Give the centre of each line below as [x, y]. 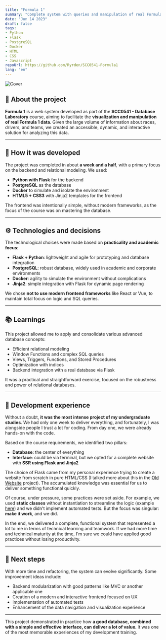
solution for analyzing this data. [37, 133]
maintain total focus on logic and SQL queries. [52, 299]
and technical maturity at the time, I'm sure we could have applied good [78, 534]
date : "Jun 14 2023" [26, 19]
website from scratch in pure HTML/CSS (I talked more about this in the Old [82, 478]
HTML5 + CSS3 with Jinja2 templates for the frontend [67, 195]
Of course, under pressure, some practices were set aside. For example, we [82, 498]
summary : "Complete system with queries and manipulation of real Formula [84, 14]
